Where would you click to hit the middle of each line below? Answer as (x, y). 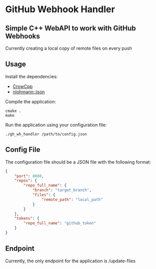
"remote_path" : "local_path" (72, 199)
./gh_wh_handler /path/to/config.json (46, 134)
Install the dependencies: (32, 76)
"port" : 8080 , (29, 176)
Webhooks (23, 36)
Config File (23, 150)
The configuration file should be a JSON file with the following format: (78, 162)
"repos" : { (26, 181)
